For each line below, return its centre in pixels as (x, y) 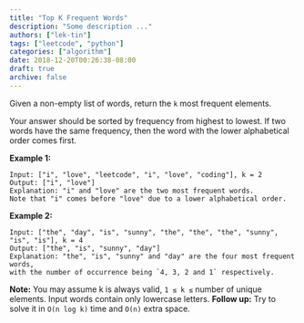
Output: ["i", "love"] (52, 182)
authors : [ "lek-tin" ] (51, 35)
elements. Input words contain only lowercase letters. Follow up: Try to (142, 298)
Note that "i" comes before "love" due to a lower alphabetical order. (148, 198)
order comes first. (43, 140)
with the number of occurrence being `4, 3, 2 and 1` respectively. (142, 272)
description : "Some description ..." (81, 26)
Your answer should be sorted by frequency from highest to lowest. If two (148, 120)
